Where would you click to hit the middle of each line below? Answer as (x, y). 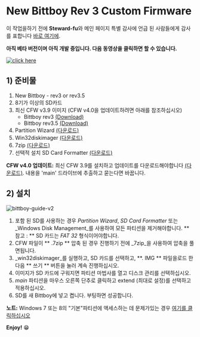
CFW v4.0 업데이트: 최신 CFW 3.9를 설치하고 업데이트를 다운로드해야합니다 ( (96, 165)
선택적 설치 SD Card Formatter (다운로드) (64, 152)
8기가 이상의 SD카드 (39, 102)
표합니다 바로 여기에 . (36, 36)
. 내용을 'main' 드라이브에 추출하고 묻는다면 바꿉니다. (84, 173)
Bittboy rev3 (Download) (54, 117)
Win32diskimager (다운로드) (49, 137)
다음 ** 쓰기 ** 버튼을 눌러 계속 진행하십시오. (67, 265)
